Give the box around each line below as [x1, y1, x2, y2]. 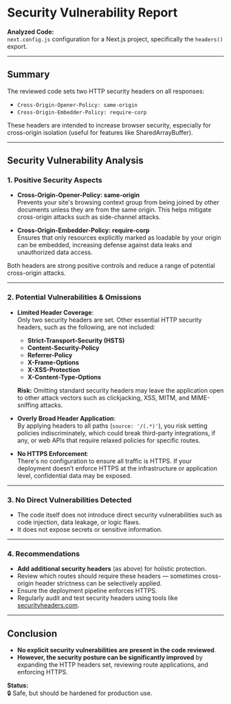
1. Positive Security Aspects [7, 176, 102, 185]
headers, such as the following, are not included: [16, 322, 156, 331]
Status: [7, 681, 29, 690]
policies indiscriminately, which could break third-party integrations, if [16, 428, 216, 437]
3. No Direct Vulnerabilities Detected [7, 495, 132, 504]
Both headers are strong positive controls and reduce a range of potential [7, 262, 215, 270]
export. [7, 42, 27, 50]
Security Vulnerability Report [7, 5, 178, 21]
